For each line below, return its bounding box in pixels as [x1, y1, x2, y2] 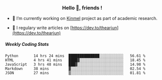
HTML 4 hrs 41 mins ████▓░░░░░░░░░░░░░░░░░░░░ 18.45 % [5, 58, 146, 63]
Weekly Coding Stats [5, 41, 49, 47]
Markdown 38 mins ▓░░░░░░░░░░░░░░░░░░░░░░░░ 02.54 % [5, 66, 146, 71]
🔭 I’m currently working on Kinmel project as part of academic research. [12, 16, 158, 21]
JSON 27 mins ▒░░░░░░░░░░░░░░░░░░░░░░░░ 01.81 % [5, 71, 146, 76]
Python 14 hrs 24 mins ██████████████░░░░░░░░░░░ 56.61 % [5, 54, 146, 59]
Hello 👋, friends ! [62, 4, 103, 11]
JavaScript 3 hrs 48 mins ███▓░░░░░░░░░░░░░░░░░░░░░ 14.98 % [5, 62, 146, 67]
